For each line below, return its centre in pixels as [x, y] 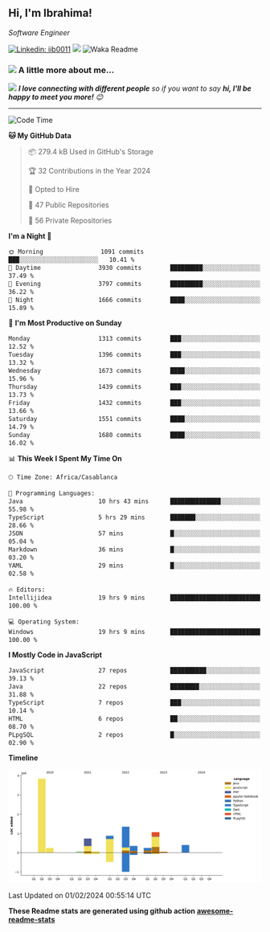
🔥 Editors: [27, 590]
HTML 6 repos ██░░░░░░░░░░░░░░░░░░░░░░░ [135, 719]
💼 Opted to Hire [54, 190]
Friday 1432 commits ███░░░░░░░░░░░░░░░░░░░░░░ [135, 403]
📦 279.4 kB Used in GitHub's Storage [91, 152]
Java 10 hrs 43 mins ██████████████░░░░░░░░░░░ [135, 501]
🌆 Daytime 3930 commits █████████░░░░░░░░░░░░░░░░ [135, 268]
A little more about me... [66, 70]
